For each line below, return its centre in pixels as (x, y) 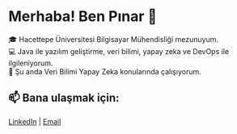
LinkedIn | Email (35, 121)
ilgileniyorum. (31, 63)
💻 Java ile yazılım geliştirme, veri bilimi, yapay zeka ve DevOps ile (118, 51)
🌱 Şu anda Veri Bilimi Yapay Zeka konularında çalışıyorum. (105, 71)
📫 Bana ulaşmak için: (64, 98)
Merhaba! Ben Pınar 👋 (83, 17)
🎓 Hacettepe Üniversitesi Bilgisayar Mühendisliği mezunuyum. (114, 39)
